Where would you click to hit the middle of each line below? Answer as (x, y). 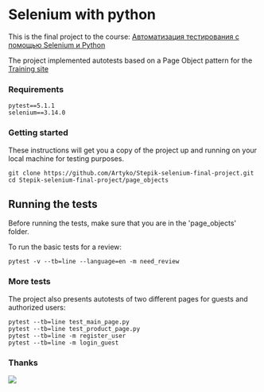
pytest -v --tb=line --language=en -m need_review (94, 262)
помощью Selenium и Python (57, 44)
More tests (29, 282)
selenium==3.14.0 (37, 113)
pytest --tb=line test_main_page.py (69, 322)
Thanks (23, 363)
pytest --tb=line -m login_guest (64, 343)
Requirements (36, 89)
